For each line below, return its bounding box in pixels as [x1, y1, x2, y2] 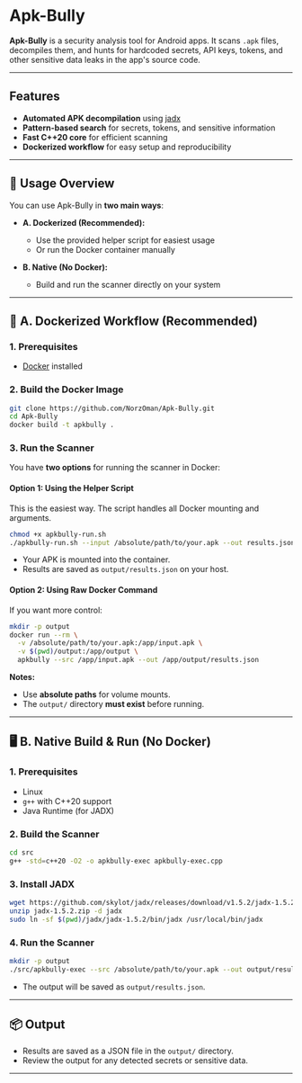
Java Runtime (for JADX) [22, 805, 115, 816]
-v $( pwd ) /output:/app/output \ [17, 647, 139, 657]
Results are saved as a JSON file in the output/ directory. [22, 1045, 234, 1056]
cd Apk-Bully [9, 412, 58, 421]
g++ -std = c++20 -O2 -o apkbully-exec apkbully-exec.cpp [9, 856, 223, 865]
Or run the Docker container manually [35, 244, 175, 255]
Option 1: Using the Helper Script [9, 483, 135, 494]
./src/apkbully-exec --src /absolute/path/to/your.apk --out [9, 964, 244, 974]
